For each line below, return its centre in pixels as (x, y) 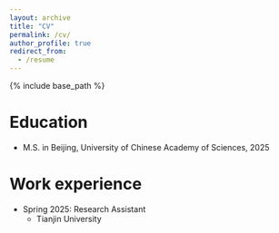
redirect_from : (38, 52)
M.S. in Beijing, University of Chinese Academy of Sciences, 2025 (146, 147)
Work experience (76, 184)
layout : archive (40, 18)
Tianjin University (69, 218)
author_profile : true (50, 43)
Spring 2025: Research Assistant (84, 209)
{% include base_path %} (57, 86)
